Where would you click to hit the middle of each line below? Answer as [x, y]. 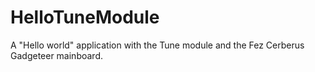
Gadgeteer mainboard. [56, 55]
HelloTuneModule [85, 17]
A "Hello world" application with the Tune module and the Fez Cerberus [157, 45]
